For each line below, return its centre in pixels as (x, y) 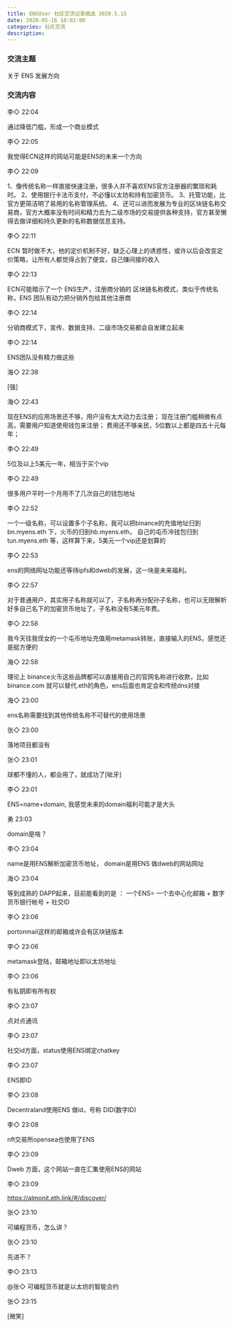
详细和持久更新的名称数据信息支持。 (77, 221)
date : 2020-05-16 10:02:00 (46, 20)
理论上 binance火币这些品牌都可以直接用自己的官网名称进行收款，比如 (108, 676)
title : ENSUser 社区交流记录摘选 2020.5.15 (67, 14)
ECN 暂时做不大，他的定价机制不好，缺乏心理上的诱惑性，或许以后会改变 (112, 250)
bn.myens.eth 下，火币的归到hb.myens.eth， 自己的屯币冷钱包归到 (103, 531)
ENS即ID (19, 1080)
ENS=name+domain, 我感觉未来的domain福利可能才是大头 (91, 804)
